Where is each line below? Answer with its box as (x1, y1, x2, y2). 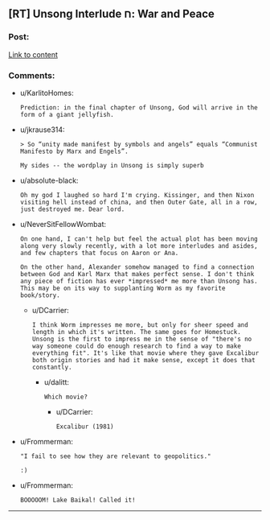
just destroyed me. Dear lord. (19, 205, 125, 213)
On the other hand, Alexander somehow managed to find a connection (19, 262, 255, 271)
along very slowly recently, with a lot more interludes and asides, (19, 241, 259, 250)
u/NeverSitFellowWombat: (19, 219, 107, 229)
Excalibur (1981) (55, 423, 114, 431)
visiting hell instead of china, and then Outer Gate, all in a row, (19, 198, 259, 206)
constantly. (31, 363, 72, 371)
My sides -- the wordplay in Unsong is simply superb (19, 161, 204, 169)
